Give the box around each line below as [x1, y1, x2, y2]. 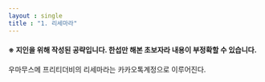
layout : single [8, 11, 63, 20]
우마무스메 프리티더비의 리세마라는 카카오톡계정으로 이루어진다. [8, 64, 206, 74]
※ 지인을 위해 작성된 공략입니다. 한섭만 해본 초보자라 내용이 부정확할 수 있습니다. [8, 45, 257, 55]
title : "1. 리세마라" [8, 19, 78, 27]
